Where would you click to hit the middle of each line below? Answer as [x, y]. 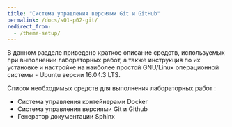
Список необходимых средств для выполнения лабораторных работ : [111, 88]
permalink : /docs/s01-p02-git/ [53, 20]
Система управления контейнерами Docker [83, 102]
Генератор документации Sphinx [66, 117]
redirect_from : [29, 26]
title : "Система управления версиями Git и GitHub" [84, 14]
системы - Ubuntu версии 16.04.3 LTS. [64, 75]
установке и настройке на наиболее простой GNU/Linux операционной [113, 67]
